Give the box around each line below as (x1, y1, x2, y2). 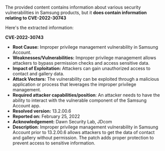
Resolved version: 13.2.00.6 (12, 108, 71, 114)
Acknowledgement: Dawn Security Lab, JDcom (12, 119, 112, 124)
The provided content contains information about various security (5, 5, 141, 10)
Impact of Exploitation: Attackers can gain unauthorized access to (12, 65, 150, 71)
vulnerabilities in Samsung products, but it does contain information (5, 10, 147, 16)
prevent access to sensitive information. (12, 140, 95, 146)
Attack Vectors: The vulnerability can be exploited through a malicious (12, 76, 159, 82)
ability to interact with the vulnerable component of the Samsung (12, 97, 147, 103)
